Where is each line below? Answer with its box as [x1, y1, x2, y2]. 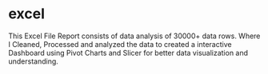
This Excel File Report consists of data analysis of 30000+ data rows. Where [8, 31, 261, 41]
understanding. [8, 56, 58, 66]
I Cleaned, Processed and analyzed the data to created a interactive [8, 39, 232, 49]
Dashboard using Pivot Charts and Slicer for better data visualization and [8, 48, 249, 57]
